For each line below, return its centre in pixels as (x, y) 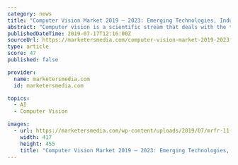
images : (19, 124)
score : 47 (22, 54)
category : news (30, 14)
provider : (22, 72)
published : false (33, 60)
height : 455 (38, 144)
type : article (28, 47)
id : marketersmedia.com (49, 85)
